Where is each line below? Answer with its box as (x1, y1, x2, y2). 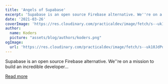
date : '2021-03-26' (5, 16, 46, 21)
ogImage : (5, 40, 23, 45)
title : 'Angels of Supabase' (5, 7, 66, 12)
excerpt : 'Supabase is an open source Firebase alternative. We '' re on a (5, 12, 162, 17)
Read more (5, 73, 28, 79)
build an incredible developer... (5, 63, 69, 69)
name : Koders (9, 30, 37, 35)
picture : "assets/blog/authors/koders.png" (9, 35, 101, 40)
